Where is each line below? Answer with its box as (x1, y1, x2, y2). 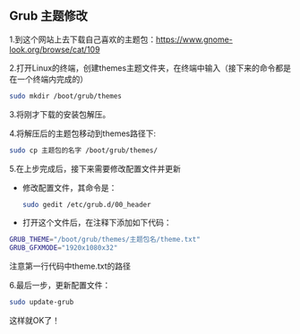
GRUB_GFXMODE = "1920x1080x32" (9, 244, 118, 253)
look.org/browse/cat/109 (9, 44, 100, 55)
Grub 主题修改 (9, 8, 88, 24)
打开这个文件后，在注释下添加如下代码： (21, 218, 172, 228)
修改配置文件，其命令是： (21, 182, 117, 193)
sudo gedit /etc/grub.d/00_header (21, 200, 151, 209)
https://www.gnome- (155, 34, 233, 45)
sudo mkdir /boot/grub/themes (9, 91, 123, 100)
